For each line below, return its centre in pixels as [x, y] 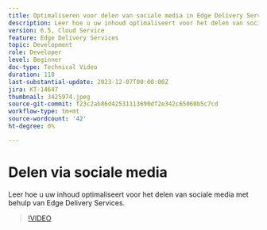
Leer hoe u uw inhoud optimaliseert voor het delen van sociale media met [128, 194]
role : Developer [35, 52]
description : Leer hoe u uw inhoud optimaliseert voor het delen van [126, 23]
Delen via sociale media [88, 172]
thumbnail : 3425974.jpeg [49, 97]
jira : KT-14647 [33, 89]
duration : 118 [32, 75]
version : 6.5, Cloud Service [56, 30]
